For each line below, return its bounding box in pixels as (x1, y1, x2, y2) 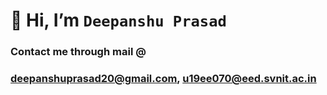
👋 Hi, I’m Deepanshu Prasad (10, 9, 227, 32)
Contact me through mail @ (10, 45, 147, 59)
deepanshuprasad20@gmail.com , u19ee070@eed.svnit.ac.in (10, 72, 317, 86)
